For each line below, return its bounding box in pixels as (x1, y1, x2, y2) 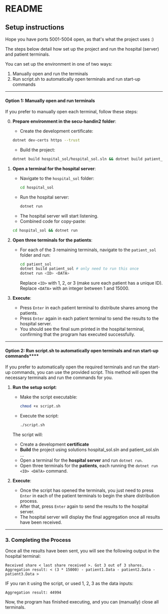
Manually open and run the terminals (12, 71, 88, 77)
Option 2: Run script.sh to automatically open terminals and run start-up (5, 347, 158, 353)
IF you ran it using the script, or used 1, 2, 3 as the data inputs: (5, 580, 133, 586)
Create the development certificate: (19, 128, 93, 134)
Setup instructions (5, 23, 64, 32)
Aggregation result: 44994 (5, 590, 61, 595)
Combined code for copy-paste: (19, 218, 86, 224)
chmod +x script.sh (19, 404, 61, 409)
